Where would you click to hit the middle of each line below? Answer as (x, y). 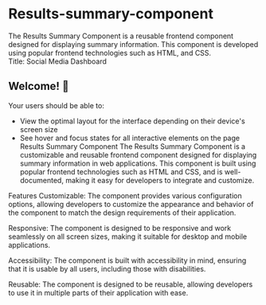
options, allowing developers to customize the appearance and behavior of (131, 204)
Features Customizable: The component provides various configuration (125, 195)
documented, (41, 180)
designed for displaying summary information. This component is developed (133, 44)
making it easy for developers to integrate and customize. (160, 180)
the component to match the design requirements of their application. (122, 213)
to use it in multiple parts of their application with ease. (98, 292)
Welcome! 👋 (39, 86)
